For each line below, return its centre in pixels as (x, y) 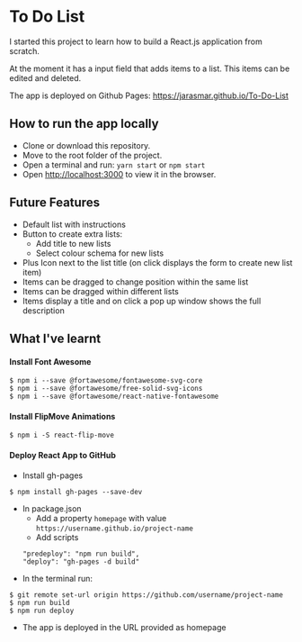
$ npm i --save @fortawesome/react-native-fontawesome (114, 397)
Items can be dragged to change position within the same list (135, 282)
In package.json (52, 508)
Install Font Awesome (50, 361)
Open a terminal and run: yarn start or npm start (114, 165)
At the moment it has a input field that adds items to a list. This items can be (150, 68)
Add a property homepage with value (101, 518)
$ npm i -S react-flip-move (62, 435)
